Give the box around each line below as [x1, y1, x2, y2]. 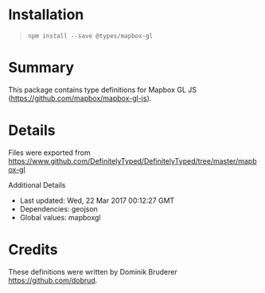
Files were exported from [8, 148, 91, 157]
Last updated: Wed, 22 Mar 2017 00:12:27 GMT [19, 196, 175, 205]
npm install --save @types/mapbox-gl [27, 32, 154, 40]
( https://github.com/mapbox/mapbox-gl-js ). [8, 93, 152, 103]
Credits [8, 241, 58, 259]
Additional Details [8, 180, 66, 189]
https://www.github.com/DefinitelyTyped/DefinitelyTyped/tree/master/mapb [8, 156, 257, 165]
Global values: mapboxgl [19, 212, 101, 222]
